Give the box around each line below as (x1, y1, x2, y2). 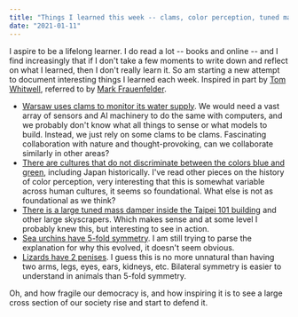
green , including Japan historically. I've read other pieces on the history (21, 166, 285, 178)
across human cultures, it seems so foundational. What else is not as (21, 186, 273, 196)
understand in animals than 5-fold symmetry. (21, 270, 187, 281)
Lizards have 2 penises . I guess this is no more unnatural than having (21, 251, 275, 262)
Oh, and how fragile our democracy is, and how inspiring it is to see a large (9, 288, 283, 298)
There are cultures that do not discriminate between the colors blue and (21, 157, 286, 168)
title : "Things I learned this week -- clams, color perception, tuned (9, 12, 279, 22)
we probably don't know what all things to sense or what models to (21, 119, 268, 130)
